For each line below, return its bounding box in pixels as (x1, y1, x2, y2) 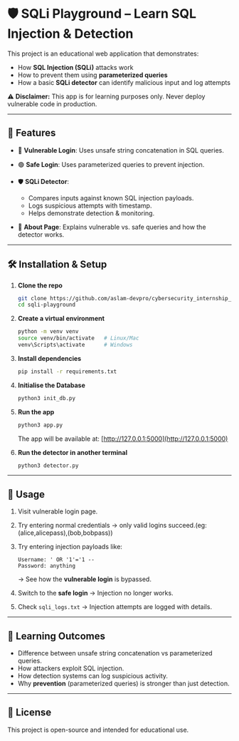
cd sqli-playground (17, 301, 76, 309)
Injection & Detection (7, 26, 134, 42)
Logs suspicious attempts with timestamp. (28, 201, 152, 210)
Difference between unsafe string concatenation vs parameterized (17, 649, 213, 658)
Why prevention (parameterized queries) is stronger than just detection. (17, 679, 230, 688)
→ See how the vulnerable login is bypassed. (17, 575, 152, 583)
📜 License (7, 707, 52, 719)
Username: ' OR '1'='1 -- (17, 556, 95, 563)
